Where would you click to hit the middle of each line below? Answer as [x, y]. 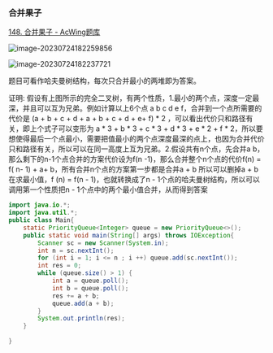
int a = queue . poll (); [90, 281]
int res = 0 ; [60, 266]
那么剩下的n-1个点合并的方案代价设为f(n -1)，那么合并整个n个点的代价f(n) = [135, 159]
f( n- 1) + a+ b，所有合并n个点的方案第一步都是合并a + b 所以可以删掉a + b [133, 169]
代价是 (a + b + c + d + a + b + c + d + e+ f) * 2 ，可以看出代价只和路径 [127, 119]
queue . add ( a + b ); [83, 303]
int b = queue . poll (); [90, 288]
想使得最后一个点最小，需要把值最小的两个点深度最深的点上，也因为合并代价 [136, 139]
